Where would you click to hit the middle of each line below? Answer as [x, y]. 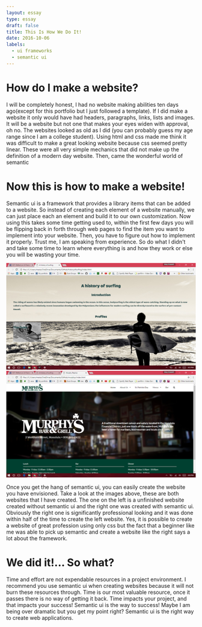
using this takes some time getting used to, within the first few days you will [100, 222]
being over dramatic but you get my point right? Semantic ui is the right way [100, 611]
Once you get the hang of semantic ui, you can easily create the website [96, 487]
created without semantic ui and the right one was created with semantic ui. [100, 506]
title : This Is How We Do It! [44, 32]
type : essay [21, 19]
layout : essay [24, 13]
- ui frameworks [32, 51]
